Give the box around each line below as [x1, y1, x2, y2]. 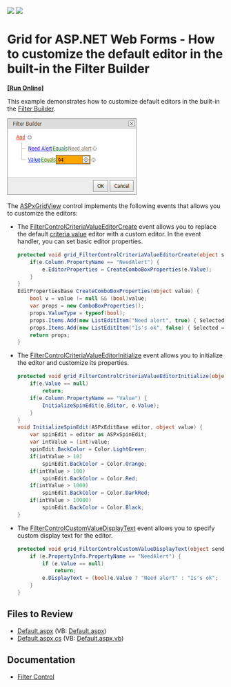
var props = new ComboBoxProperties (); [30, 303, 145, 310]
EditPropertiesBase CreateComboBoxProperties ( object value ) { [17, 288, 200, 295]
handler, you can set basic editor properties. [17, 237, 143, 245]
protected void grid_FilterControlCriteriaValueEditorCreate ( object [17, 251, 219, 258]
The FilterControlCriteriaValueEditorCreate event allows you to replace [17, 222, 217, 231]
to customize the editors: [7, 209, 78, 217]
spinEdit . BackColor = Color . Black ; [42, 505, 145, 511]
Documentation [7, 654, 76, 666]
